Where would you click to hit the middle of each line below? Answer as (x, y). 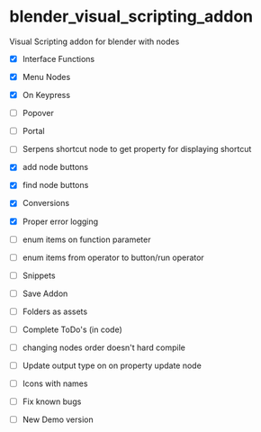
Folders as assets (55, 311)
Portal (33, 131)
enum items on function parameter (86, 239)
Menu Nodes (46, 77)
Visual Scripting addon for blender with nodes (94, 41)
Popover (38, 113)
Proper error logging (60, 221)
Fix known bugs (52, 401)
